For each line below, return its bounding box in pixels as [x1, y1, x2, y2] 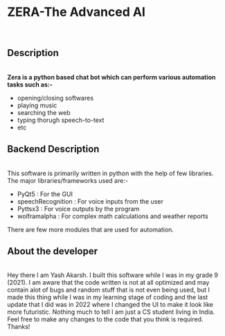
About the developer [7, 245, 98, 257]
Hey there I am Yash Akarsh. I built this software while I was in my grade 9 [7, 271, 218, 279]
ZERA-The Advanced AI [7, 4, 145, 20]
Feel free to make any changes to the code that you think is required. [7, 315, 204, 324]
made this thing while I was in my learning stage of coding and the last [7, 293, 208, 301]
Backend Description [7, 143, 100, 155]
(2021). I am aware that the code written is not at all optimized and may [7, 278, 210, 287]
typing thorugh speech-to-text [17, 116, 105, 124]
